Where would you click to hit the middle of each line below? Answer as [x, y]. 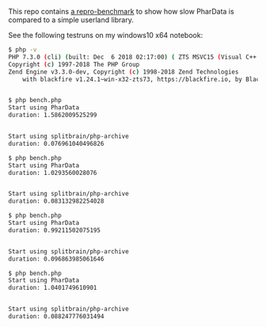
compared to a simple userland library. [71, 20]
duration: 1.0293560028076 [53, 173]
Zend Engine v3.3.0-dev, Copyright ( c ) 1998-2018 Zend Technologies [123, 72]
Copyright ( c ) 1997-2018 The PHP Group [74, 64]
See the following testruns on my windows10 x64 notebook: [106, 35]
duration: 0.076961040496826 [56, 143]
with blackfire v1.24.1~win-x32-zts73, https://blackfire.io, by [133, 79]
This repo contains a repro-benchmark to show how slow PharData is [122, 11]
